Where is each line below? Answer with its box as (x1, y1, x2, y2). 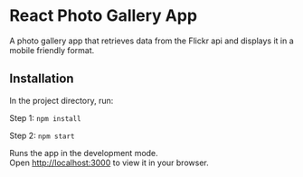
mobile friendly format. (9, 44, 95, 55)
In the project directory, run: (9, 95, 114, 106)
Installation (9, 71, 74, 87)
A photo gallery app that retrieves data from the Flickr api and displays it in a (9, 35, 294, 46)
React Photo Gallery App (9, 5, 197, 26)
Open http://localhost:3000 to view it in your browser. (9, 157, 210, 168)
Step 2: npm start (9, 130, 75, 141)
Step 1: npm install (9, 112, 81, 123)
